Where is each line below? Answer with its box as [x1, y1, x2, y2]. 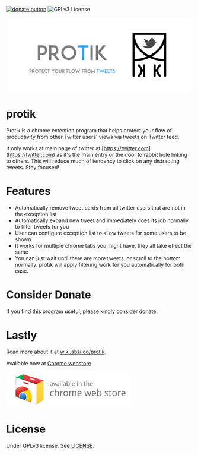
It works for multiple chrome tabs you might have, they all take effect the [14, 242, 192, 249]
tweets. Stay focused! [6, 164, 59, 171]
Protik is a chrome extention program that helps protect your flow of [6, 127, 172, 134]
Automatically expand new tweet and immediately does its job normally [14, 217, 189, 224]
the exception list [14, 211, 57, 218]
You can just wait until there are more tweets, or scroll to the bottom [14, 255, 181, 262]
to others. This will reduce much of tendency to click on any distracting [6, 157, 180, 165]
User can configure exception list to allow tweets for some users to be [14, 229, 187, 237]
